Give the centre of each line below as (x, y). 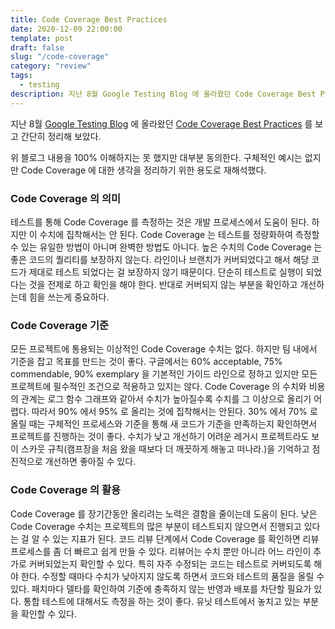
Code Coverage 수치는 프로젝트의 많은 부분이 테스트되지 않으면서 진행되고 (156, 526)
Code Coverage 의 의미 (66, 198)
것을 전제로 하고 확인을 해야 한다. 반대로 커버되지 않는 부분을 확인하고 (163, 284)
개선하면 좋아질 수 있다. (90, 462)
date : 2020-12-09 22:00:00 (66, 29)
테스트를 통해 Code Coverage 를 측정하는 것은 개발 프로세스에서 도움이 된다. (160, 222)
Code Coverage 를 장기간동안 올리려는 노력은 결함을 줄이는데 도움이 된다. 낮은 (164, 513)
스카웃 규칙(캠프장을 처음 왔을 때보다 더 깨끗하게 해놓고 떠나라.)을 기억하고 (165, 449)
